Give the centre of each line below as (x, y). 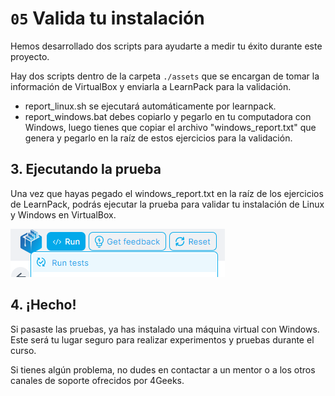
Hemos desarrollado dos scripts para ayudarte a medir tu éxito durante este (166, 46)
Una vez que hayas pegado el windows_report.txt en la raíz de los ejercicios (167, 193)
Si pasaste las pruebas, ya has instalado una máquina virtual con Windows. (165, 329)
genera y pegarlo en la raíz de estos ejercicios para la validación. (158, 138)
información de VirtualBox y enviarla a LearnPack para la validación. (151, 86)
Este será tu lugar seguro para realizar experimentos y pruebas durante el (162, 339)
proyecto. (30, 56)
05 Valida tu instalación (107, 18)
